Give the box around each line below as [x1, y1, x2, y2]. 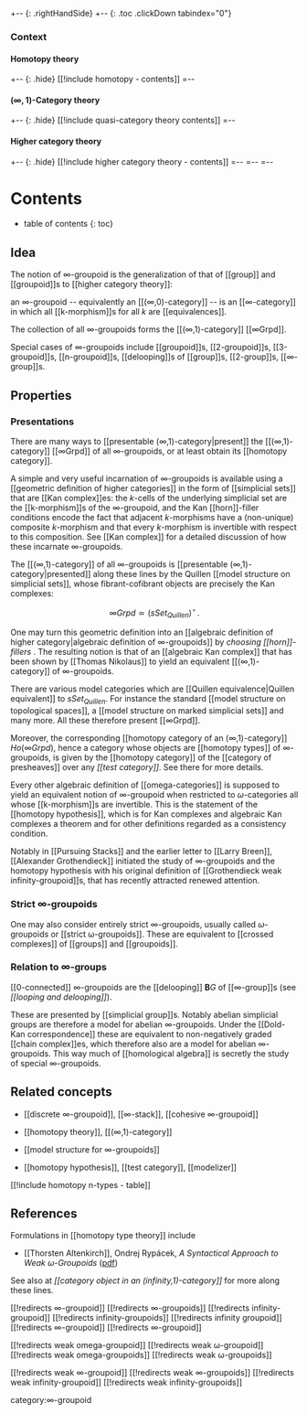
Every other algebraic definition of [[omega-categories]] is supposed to [10, 779, 280, 790]
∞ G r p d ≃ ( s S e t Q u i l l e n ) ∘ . [109, 605, 200, 620]
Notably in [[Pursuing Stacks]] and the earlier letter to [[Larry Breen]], [10, 846, 273, 857]
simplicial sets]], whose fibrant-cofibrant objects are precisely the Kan [10, 578, 275, 589]
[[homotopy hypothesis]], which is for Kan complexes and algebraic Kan [10, 809, 282, 819]
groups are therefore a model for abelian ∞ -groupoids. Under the [10, 1019, 257, 1030]
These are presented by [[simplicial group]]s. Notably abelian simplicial [10, 1009, 279, 1020]
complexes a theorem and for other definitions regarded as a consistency [10, 819, 287, 830]
